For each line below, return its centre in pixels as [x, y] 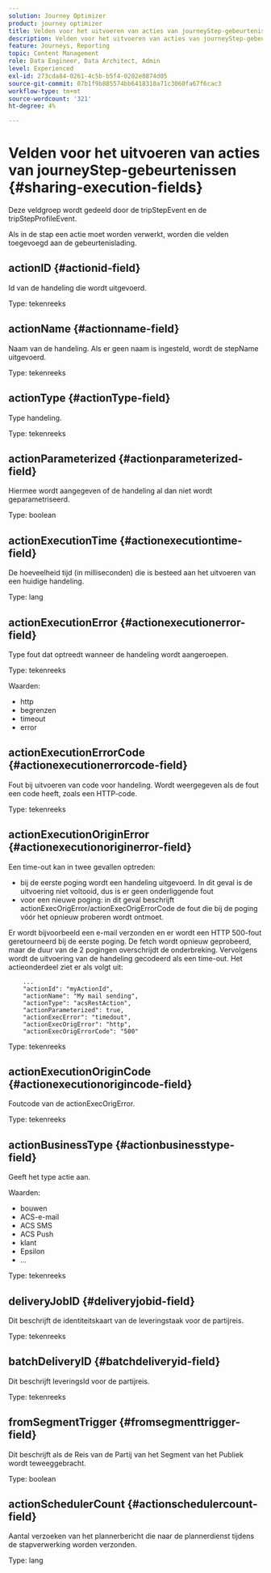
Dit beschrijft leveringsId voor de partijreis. [79, 1381]
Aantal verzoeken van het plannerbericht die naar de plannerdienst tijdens [131, 1536]
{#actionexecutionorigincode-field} [100, 1084]
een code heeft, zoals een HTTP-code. [73, 793]
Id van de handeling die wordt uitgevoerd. [77, 287]
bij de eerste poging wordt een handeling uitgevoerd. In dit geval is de [136, 882]
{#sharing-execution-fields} [106, 188]
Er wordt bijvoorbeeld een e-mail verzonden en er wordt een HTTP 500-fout [135, 932]
